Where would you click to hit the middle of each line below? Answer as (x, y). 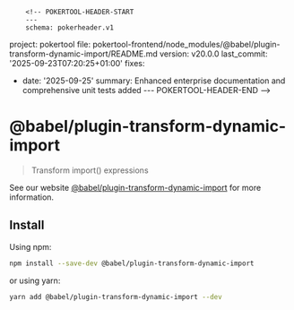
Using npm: (30, 246)
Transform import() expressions (90, 170)
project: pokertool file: (50, 44)
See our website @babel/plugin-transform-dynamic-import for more (135, 187)
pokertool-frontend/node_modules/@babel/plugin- (186, 44)
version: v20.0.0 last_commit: (214, 54)
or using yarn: (35, 280)
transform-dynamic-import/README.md (84, 54)
